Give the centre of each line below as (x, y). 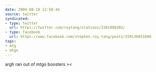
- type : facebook (23, 32)
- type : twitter (21, 23)
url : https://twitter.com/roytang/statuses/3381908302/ (67, 28)
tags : (10, 41)
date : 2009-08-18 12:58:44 (32, 9)
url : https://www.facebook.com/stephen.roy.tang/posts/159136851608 (80, 37)
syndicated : (17, 18)
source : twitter (21, 14)
